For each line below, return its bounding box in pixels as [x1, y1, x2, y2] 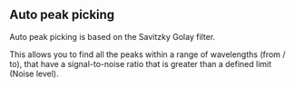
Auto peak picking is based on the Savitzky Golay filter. [9, 31, 216, 42]
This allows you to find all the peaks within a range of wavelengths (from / [9, 49, 286, 60]
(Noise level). [9, 68, 59, 79]
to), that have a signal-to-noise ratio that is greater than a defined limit [9, 58, 272, 69]
